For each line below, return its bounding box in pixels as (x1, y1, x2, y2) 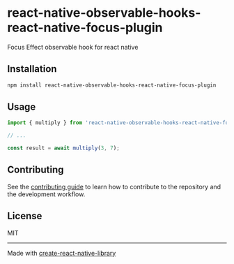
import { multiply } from (7, 119, 82, 126)
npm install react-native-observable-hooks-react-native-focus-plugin (7, 82, 217, 89)
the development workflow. (7, 190, 86, 198)
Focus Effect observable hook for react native (7, 43, 139, 51)
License (7, 210, 42, 222)
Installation (7, 63, 57, 75)
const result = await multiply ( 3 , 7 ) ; (7, 145, 120, 152)
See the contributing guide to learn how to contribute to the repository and (7, 182, 221, 191)
